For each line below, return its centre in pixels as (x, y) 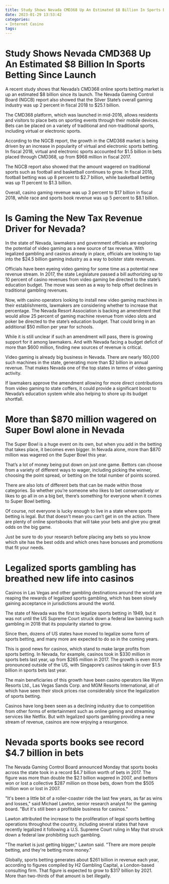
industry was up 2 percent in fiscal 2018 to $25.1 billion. (63, 105)
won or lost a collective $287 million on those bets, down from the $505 (80, 783)
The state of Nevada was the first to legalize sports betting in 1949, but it (80, 613)
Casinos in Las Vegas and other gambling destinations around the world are (84, 592)
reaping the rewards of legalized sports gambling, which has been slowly (81, 598)
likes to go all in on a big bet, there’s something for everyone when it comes (83, 495)
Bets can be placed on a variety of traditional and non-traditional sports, (80, 126)
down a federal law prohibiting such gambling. (53, 835)
